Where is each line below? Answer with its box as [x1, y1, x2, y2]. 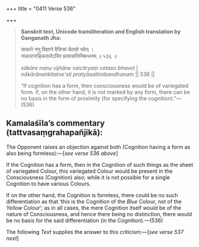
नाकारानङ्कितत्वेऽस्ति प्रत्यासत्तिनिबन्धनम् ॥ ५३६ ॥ [20, 53, 117, 59]
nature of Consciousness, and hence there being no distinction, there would [6, 210, 192, 217]
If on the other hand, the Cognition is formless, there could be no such [6, 191, 178, 198]
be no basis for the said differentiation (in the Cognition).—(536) [6, 217, 163, 224]
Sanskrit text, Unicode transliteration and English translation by [20, 28, 181, 35]
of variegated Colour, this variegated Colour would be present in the [6, 167, 173, 175]
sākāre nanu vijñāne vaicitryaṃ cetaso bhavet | [20, 65, 138, 71]
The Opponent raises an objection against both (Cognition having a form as [6, 143, 191, 150]
